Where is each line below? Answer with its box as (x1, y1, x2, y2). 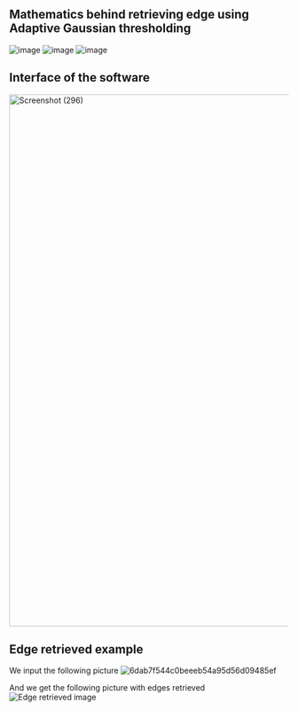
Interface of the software (9, 70, 151, 85)
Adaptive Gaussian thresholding (9, 21, 192, 36)
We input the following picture (9, 665, 119, 676)
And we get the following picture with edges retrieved (9, 683, 206, 693)
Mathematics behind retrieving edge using (9, 7, 250, 22)
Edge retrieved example (9, 642, 144, 657)
